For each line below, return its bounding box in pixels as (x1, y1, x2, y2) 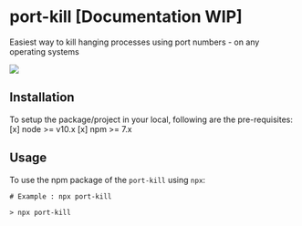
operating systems (9, 46, 79, 56)
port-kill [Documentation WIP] (9, 6, 244, 27)
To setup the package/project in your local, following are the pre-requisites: (9, 114, 294, 125)
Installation (9, 89, 75, 106)
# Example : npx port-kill (9, 191, 112, 201)
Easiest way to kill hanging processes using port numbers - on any (9, 36, 260, 47)
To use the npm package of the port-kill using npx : (9, 174, 206, 185)
